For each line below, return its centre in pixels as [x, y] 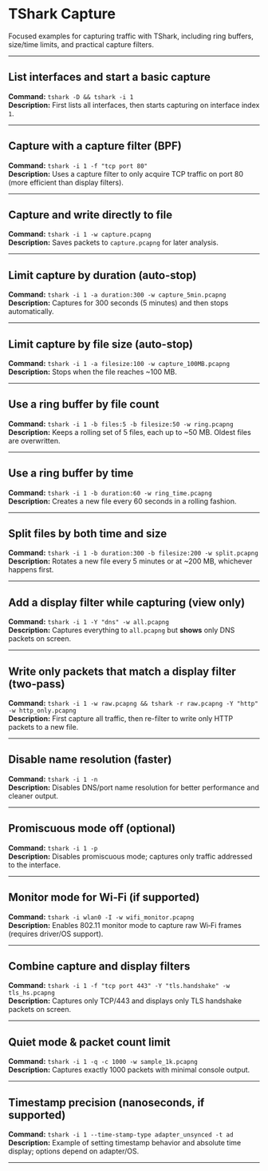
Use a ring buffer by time [71, 474]
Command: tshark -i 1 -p [53, 847]
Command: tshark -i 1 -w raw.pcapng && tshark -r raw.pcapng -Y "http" [134, 703]
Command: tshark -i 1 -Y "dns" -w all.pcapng [89, 622]
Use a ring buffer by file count [84, 404]
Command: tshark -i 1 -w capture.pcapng [80, 234]
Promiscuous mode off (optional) [92, 828]
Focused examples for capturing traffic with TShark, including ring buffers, [131, 36]
